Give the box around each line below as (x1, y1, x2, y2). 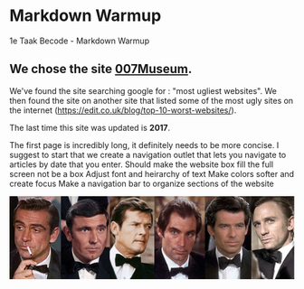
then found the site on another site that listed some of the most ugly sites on (9, 95, 294, 106)
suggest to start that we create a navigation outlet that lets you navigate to (9, 149, 287, 160)
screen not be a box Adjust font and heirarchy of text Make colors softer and (9, 168, 295, 179)
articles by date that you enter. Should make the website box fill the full (9, 159, 274, 170)
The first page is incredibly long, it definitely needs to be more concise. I (9, 139, 280, 150)
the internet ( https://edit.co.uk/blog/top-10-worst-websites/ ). (9, 105, 237, 116)
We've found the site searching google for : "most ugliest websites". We (9, 85, 278, 96)
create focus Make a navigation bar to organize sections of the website (9, 178, 274, 189)
